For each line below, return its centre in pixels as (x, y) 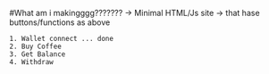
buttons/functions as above (60, 22)
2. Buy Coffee (36, 46)
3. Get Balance (38, 54)
